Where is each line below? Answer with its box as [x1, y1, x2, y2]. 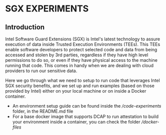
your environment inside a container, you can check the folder [12, 119, 140, 125]
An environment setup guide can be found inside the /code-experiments [12, 103, 161, 109]
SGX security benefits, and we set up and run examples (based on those [5, 83, 155, 89]
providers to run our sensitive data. [5, 68, 77, 74]
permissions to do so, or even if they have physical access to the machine [5, 57, 157, 63]
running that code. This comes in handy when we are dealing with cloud [5, 63, 154, 68]
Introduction [5, 23, 45, 31]
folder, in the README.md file [12, 108, 73, 114]
